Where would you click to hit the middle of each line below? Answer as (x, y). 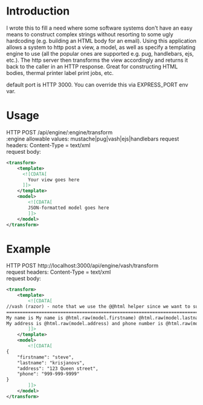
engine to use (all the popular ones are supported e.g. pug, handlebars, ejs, (100, 53)
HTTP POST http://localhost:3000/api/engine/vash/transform (82, 266)
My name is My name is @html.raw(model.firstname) (71, 318)
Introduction (38, 11)
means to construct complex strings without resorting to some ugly (90, 34)
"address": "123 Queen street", (58, 368)
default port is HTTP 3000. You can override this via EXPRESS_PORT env (97, 84)
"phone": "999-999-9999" (48, 374)
